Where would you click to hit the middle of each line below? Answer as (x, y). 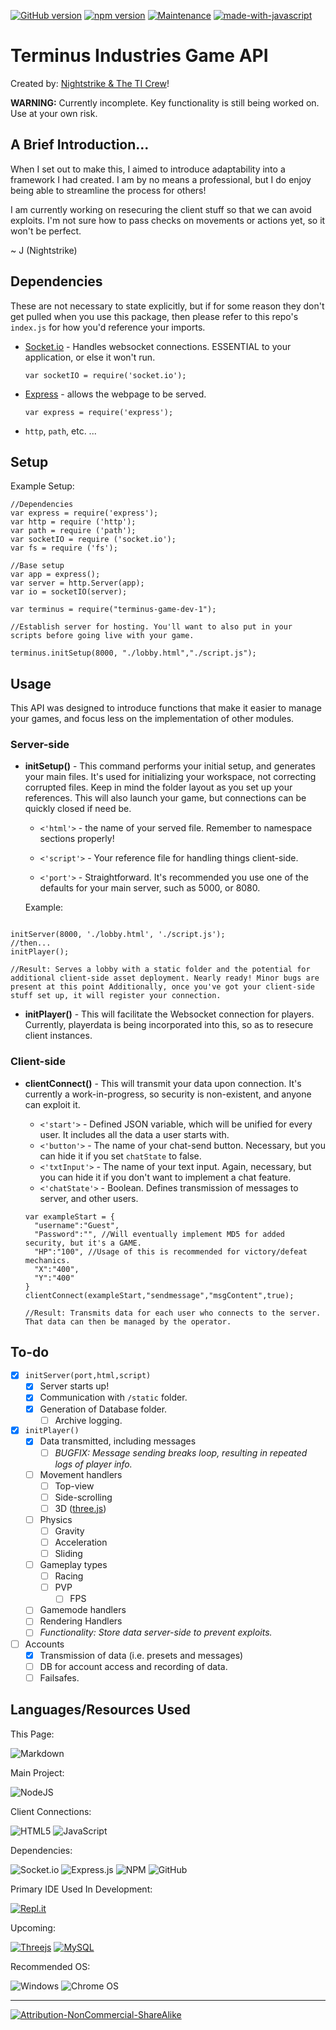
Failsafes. (59, 1677)
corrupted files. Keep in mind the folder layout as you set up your (158, 787)
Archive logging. (88, 1420)
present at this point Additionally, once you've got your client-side (162, 987)
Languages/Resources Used (100, 1710)
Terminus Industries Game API (139, 56)
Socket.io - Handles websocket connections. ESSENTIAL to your (158, 346)
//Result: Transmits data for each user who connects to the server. (173, 1313)
